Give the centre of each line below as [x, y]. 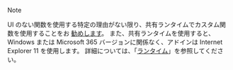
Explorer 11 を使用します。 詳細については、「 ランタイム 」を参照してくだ [112, 51]
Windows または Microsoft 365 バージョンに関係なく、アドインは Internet [115, 42]
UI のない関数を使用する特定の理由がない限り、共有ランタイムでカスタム [114, 24]
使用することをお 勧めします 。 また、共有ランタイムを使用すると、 [117, 33]
